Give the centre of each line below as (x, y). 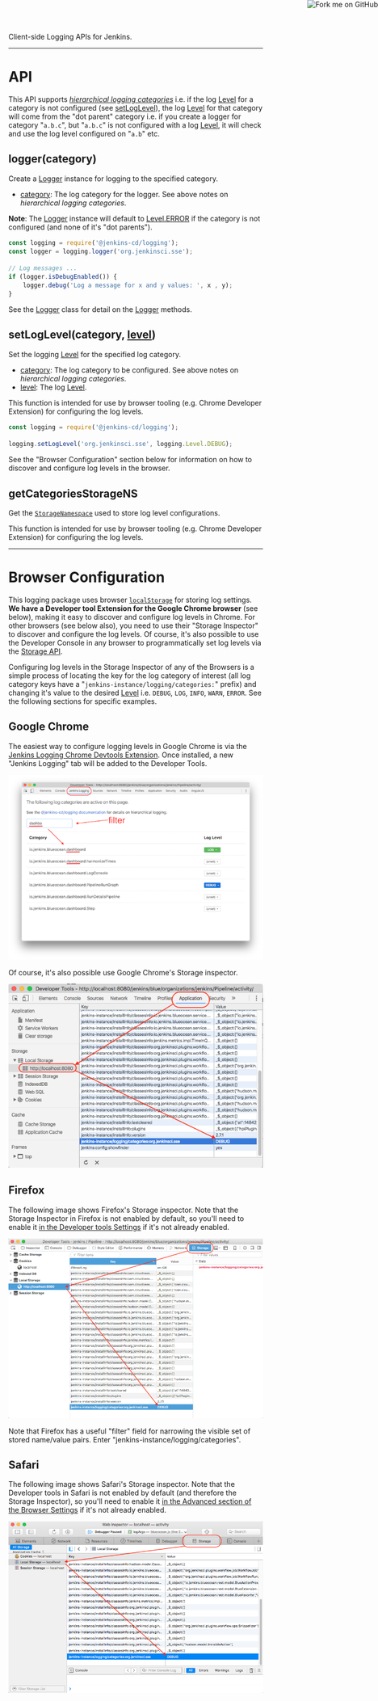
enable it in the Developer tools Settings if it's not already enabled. (119, 1227)
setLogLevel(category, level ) (82, 335)
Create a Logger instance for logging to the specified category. (113, 179)
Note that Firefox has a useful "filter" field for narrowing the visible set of (130, 1431)
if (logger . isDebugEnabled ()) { (63, 277)
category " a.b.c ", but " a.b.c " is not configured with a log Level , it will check (135, 124)
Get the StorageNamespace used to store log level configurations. (114, 513)
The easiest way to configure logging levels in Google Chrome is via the (128, 746)
